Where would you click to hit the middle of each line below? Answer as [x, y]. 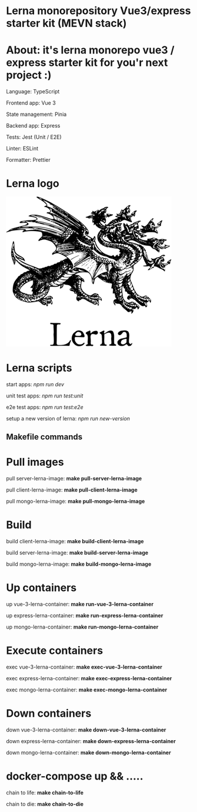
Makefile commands [44, 437]
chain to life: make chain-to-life [45, 793]
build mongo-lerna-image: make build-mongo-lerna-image [79, 564]
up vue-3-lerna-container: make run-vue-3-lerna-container [80, 604]
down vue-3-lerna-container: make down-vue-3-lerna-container [86, 730]
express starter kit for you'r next [87, 63]
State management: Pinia [36, 114]
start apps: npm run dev [35, 384]
